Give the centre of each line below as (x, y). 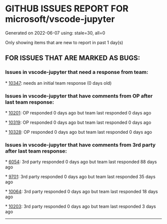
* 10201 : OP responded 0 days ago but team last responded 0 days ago (78, 112)
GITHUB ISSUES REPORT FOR (67, 9)
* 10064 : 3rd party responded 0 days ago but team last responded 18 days (82, 192)
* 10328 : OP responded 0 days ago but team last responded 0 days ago (79, 132)
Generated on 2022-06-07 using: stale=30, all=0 (55, 33)
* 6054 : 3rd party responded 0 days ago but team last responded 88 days (81, 162)
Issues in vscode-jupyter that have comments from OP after (79, 96)
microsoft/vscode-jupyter (60, 19)
